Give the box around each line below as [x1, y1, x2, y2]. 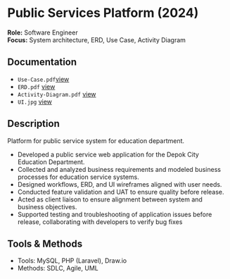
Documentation [7, 56, 77, 68]
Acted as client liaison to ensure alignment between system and [17, 195, 203, 204]
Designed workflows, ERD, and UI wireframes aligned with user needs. [17, 180, 222, 188]
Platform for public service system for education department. [7, 136, 185, 145]
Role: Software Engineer [7, 28, 79, 37]
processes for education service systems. [17, 173, 139, 181]
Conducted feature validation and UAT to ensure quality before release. [17, 187, 224, 196]
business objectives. [17, 202, 77, 211]
